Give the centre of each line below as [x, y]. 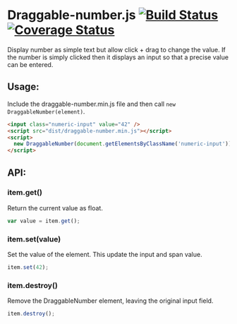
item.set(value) [34, 239]
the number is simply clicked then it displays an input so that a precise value [118, 57]
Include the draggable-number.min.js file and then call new [92, 104]
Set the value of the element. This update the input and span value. [105, 254]
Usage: [24, 87]
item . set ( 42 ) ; [28, 267]
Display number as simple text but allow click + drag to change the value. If [116, 49]
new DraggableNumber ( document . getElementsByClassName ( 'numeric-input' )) [123, 144]
